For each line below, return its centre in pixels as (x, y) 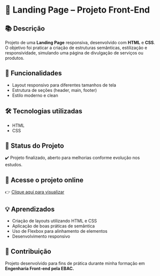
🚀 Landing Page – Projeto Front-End (78, 10)
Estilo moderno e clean (35, 95)
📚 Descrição (25, 28)
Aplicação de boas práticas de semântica (53, 226)
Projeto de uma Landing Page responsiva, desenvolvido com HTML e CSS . (80, 43)
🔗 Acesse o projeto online (44, 180)
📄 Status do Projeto (35, 146)
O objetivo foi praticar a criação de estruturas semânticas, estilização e (76, 48)
